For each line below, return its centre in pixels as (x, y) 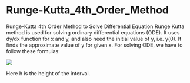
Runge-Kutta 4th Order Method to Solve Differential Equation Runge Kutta (95, 26)
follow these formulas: (33, 51)
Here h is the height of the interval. (48, 73)
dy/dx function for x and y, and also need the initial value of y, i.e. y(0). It (94, 39)
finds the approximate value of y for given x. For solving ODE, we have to (94, 45)
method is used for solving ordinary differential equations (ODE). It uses (93, 32)
